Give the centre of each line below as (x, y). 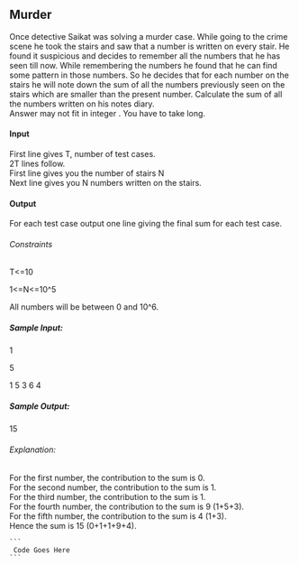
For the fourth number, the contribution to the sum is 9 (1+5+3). (127, 506)
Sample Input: (36, 328)
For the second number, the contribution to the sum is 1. (113, 487)
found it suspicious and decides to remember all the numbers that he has (145, 56)
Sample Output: (40, 406)
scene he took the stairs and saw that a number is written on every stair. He (149, 46)
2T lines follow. (37, 164)
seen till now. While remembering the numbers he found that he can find (143, 65)
